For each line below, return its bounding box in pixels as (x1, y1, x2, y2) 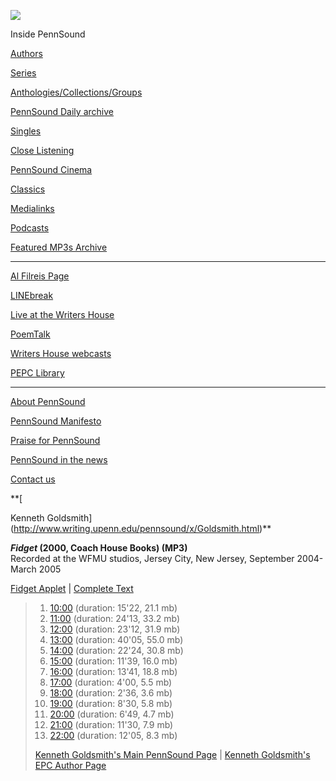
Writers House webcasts (10, 348, 112, 359)
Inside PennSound (10, 28, 86, 40)
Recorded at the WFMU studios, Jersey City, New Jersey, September (10, 553, 295, 564)
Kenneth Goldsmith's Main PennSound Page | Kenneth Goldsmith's (34, 749, 311, 760)
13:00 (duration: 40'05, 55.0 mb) (49, 634, 184, 645)
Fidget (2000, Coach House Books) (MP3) (10, 542, 188, 554)
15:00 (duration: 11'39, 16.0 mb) (49, 655, 178, 667)
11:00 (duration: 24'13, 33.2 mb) (49, 613, 180, 624)
